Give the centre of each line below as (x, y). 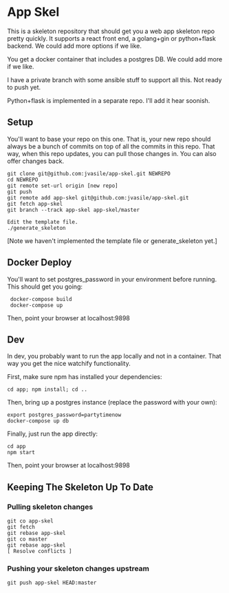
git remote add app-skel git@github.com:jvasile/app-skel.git (98, 197)
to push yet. (24, 87)
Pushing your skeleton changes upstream (78, 568)
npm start (21, 453)
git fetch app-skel (35, 204)
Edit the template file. (43, 222)
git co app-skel (30, 521)
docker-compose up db (38, 421)
